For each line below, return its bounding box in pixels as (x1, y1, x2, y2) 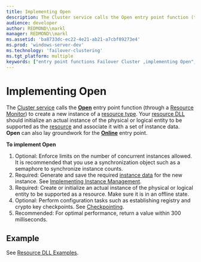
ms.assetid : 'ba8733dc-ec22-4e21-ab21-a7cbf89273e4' (6, 36, 141, 42)
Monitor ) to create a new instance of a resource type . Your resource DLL (6, 110, 185, 118)
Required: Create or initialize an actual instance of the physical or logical (14, 184, 193, 192)
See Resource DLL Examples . (6, 249, 79, 257)
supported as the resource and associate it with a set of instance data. (6, 123, 180, 130)
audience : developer (6, 20, 58, 26)
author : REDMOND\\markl (6, 25, 66, 32)
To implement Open (6, 141, 56, 148)
